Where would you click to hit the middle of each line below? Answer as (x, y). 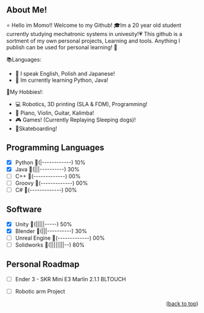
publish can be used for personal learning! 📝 (62, 47)
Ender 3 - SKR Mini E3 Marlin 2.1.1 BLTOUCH (70, 279)
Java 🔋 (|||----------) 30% (47, 169)
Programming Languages (55, 148)
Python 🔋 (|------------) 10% (50, 162)
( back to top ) (182, 303)
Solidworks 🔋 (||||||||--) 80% (50, 245)
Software (24, 210)
